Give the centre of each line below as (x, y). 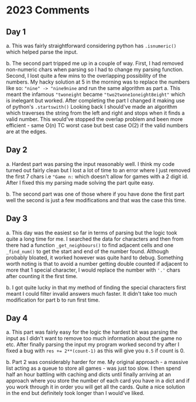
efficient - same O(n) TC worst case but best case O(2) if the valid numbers (97, 125)
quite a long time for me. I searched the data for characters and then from (95, 239)
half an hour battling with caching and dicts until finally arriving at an (89, 375)
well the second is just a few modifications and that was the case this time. (96, 200)
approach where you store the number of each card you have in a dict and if (98, 381)
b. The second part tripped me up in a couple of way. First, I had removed (95, 63)
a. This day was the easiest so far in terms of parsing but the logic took (92, 233)
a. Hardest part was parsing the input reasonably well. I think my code (90, 164)
